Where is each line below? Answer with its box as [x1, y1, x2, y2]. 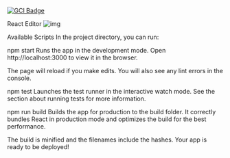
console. [7, 74, 32, 82]
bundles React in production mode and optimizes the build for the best [7, 115, 207, 123]
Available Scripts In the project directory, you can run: [7, 33, 159, 41]
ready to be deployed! [7, 143, 70, 150]
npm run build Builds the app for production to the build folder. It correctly [7, 108, 216, 116]
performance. [7, 122, 46, 130]
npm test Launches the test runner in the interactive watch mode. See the [7, 88, 215, 95]
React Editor [7, 20, 42, 27]
